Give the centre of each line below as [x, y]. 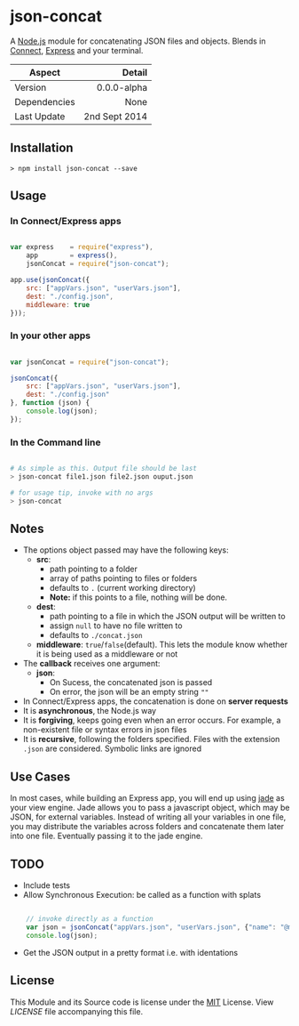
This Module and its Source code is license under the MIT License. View [142, 1002]
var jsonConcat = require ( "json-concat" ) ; [90, 362]
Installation [42, 148]
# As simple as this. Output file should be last [104, 469]
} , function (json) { [50, 403]
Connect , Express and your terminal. [77, 50]
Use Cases [40, 776]
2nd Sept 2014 [116, 116]
